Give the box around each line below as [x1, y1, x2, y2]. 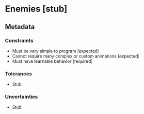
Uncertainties [5, 93, 38, 100]
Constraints [5, 37, 34, 44]
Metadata [5, 23, 35, 31]
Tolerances [5, 70, 32, 77]
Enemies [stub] [5, 3, 68, 14]
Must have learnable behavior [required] [12, 58, 93, 64]
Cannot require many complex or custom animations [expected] [12, 53, 140, 59]
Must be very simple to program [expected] [12, 48, 99, 54]
